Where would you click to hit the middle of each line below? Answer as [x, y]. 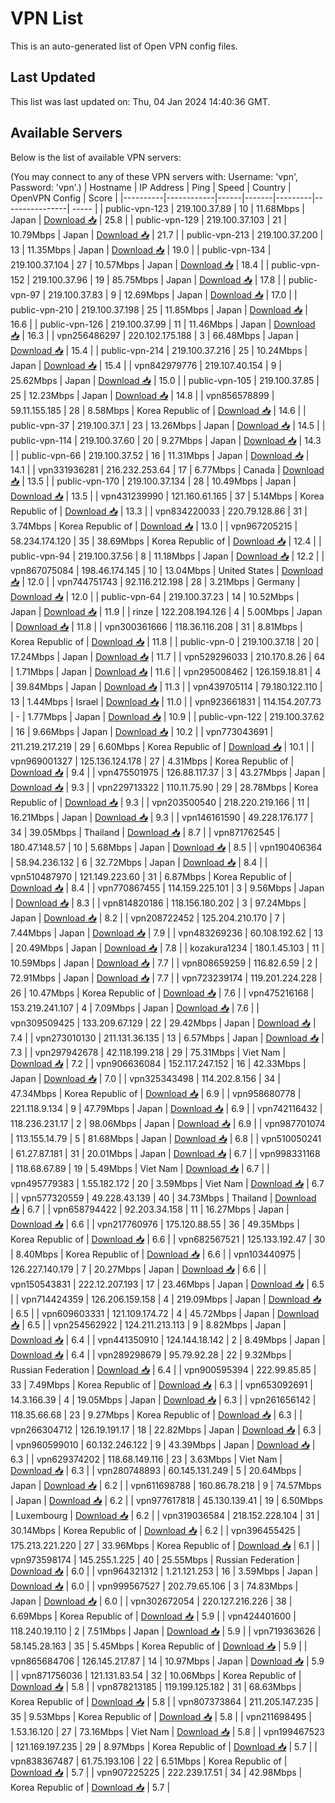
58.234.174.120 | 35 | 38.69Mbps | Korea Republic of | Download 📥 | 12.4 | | [166, 541]
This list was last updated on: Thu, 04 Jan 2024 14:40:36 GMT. [140, 101]
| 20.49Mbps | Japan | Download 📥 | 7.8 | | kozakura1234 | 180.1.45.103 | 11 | [167, 948]
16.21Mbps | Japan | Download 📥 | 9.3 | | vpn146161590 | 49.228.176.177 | [162, 817]
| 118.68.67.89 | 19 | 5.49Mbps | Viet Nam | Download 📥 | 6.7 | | [140, 1168]
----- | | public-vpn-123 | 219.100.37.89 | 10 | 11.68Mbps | [188, 208]
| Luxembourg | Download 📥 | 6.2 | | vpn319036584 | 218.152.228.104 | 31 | [165, 1515]
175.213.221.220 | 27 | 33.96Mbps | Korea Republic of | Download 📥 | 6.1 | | [165, 1545]
